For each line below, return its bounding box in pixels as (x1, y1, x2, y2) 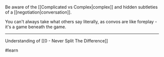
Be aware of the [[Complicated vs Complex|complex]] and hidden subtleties (5, 4, 158, 10)
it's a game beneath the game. (5, 24, 66, 30)
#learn (5, 47, 19, 53)
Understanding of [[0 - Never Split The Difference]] (5, 38, 108, 43)
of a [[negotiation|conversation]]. (5, 9, 72, 15)
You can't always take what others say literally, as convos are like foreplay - (5, 19, 157, 24)
